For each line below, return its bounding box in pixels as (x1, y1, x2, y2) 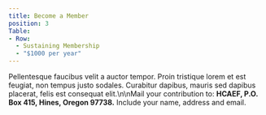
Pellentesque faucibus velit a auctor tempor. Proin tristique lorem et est (8, 72, 246, 81)
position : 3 (8, 19, 49, 28)
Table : (8, 27, 31, 35)
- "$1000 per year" (15, 49, 82, 57)
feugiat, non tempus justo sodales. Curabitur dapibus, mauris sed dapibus (8, 80, 256, 90)
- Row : (8, 34, 31, 43)
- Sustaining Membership (15, 42, 100, 50)
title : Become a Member (8, 11, 89, 20)
